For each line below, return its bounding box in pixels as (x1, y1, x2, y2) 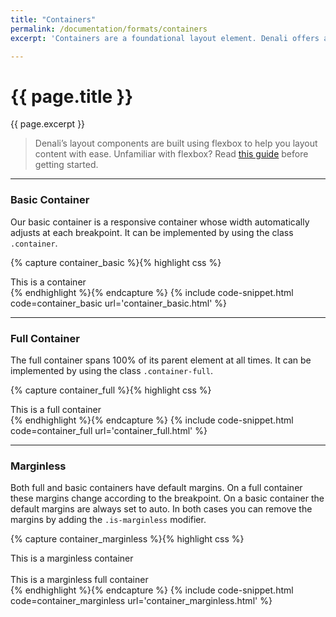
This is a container (10, 276, 87, 288)
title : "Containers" (10, 14, 97, 25)
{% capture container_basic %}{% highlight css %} (10, 256, 222, 268)
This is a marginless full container (10, 574, 149, 586)
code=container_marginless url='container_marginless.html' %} (10, 595, 273, 607)
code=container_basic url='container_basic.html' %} (10, 297, 228, 309)
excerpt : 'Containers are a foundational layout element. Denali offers (10, 33, 320, 43)
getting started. (34, 159, 99, 171)
